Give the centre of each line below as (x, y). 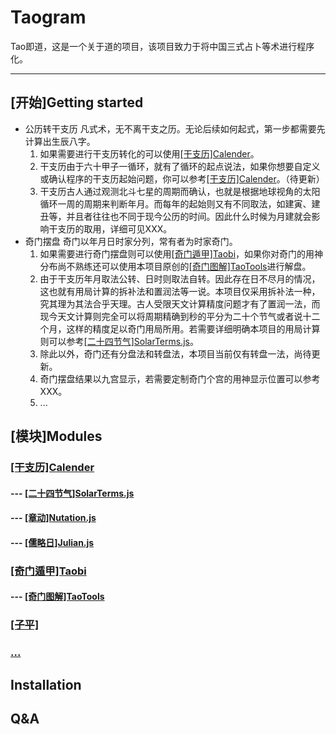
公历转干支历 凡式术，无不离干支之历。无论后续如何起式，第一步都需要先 (175, 128)
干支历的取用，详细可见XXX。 (110, 228)
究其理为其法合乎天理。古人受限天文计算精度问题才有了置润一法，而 (180, 303)
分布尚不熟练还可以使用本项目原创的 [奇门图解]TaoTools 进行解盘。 (175, 266)
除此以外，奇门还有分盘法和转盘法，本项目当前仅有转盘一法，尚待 (175, 353)
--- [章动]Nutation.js (53, 518)
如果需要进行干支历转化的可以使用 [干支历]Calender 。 (149, 153)
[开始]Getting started (77, 102)
